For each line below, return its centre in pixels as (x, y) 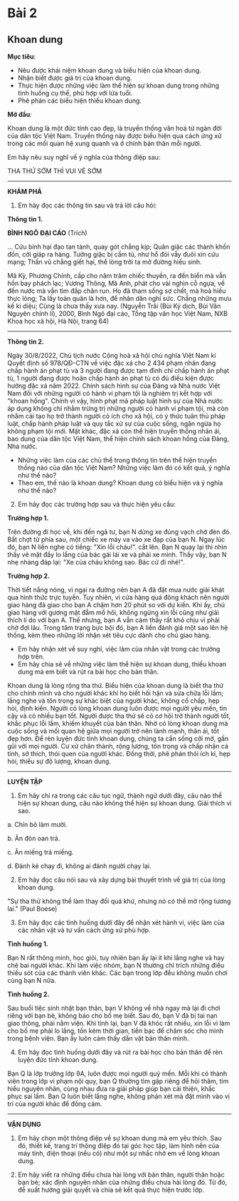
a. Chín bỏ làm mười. (37, 824)
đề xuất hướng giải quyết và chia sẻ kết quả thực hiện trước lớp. (111, 1190)
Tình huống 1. (28, 944)
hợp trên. (31, 656)
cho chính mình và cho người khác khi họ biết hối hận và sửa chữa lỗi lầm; (116, 693)
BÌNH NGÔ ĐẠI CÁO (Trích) (47, 233)
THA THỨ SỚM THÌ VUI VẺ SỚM (55, 171)
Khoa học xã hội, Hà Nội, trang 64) (58, 321)
